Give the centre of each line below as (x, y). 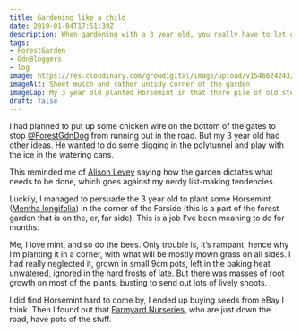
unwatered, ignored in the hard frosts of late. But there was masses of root (147, 273)
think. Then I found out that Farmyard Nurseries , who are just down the (140, 310)
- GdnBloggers (36, 59)
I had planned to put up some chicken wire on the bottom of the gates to (142, 126)
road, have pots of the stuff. (60, 320)
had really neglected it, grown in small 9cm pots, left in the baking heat (140, 264)
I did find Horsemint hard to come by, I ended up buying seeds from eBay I (147, 300)
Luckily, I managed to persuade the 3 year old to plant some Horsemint (140, 199)
